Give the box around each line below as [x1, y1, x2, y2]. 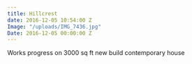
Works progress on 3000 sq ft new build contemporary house [7, 49, 185, 57]
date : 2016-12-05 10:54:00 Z [7, 17, 92, 24]
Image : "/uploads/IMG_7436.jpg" [7, 23, 101, 30]
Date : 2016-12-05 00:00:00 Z [7, 29, 92, 37]
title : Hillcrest [7, 10, 58, 17]
